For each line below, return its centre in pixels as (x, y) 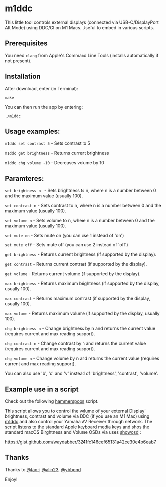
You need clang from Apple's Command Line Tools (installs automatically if (82, 55)
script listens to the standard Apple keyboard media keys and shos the (77, 427)
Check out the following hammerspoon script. (52, 401)
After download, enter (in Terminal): (41, 88)
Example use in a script (42, 389)
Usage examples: (33, 131)
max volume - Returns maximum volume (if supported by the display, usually (82, 314)
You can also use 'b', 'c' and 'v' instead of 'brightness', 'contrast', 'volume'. (82, 373)
